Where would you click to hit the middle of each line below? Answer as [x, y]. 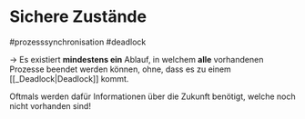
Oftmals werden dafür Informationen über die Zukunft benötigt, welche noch [152, 96]
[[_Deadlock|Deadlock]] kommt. [69, 78]
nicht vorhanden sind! [50, 105]
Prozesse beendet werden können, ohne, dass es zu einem [121, 69]
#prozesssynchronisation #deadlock [78, 42]
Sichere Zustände [78, 17]
